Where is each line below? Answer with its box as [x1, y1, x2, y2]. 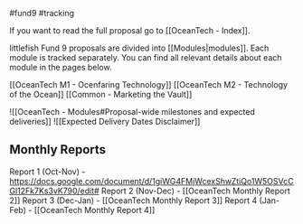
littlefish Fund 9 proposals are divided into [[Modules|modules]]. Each [9, 42, 270, 53]
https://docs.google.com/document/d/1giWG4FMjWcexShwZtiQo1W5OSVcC [9, 175, 294, 186]
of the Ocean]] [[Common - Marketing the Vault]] [9, 89, 193, 99]
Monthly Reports [9, 142, 107, 157]
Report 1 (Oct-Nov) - [9, 166, 86, 177]
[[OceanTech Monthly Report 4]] [33, 204, 156, 215]
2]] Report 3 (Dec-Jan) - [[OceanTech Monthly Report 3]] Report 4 [9, 194, 258, 206]
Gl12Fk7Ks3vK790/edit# [9, 185, 99, 196]
